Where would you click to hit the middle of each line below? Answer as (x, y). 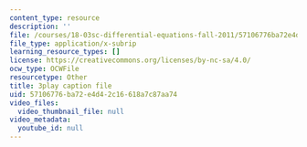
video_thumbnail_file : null (71, 111)
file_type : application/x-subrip (73, 43)
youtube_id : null (51, 129)
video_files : (34, 103)
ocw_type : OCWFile (44, 69)
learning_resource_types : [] (65, 52)
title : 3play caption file (61, 86)
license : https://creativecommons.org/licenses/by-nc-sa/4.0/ (130, 60)
